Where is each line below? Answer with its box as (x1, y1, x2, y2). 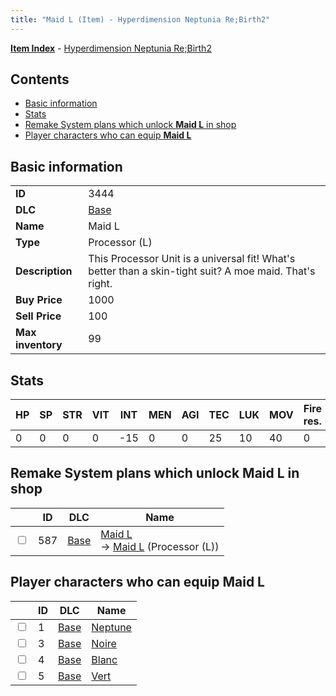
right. (88, 277, 113, 291)
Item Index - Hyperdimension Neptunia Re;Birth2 (10, 42, 212, 54)
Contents (10, 71, 70, 88)
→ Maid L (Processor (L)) (100, 539, 220, 553)
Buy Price (15, 293, 63, 307)
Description (15, 264, 73, 278)
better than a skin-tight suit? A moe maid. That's (88, 264, 316, 278)
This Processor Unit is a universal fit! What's (88, 252, 296, 266)
